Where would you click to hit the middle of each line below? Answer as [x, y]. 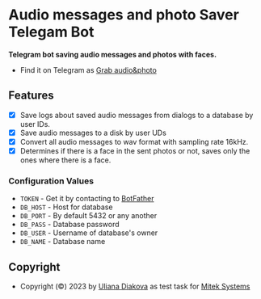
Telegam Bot [51, 32]
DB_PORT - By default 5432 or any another [88, 216]
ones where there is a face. [65, 160]
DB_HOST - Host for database [66, 207]
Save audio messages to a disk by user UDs [93, 133]
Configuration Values [51, 181]
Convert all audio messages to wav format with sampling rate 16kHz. [134, 141]
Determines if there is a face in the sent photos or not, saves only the [135, 150]
